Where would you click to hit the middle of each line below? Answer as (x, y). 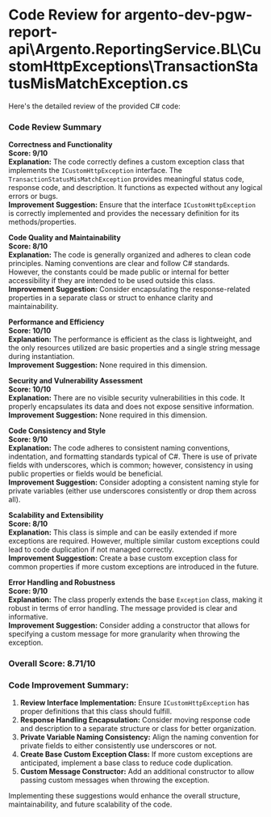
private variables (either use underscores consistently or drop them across (132, 491)
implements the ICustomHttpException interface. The (96, 171)
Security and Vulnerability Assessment (76, 381)
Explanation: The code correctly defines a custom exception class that (126, 162)
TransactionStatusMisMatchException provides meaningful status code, (126, 179)
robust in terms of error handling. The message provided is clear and (123, 608)
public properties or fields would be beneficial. (86, 474)
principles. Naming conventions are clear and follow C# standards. (119, 264)
